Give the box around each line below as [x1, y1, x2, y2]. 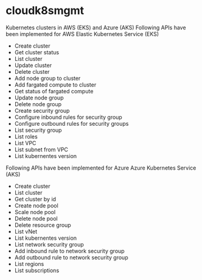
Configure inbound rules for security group [14, 113, 122, 121]
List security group [14, 126, 62, 134]
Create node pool [14, 202, 58, 209]
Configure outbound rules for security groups [14, 120, 129, 127]
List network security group [14, 240, 85, 248]
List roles [14, 132, 38, 140]
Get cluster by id [14, 195, 56, 203]
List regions [14, 260, 44, 267]
